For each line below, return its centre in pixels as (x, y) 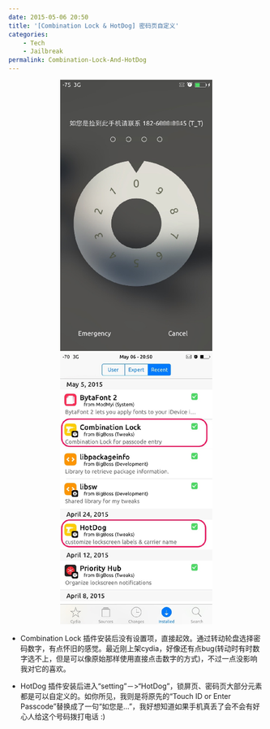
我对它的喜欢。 (45, 668)
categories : (28, 34)
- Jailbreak (43, 52)
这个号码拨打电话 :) (73, 716)
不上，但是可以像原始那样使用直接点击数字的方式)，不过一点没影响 (146, 658)
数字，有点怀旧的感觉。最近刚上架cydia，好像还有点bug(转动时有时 (140, 648)
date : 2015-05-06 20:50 (49, 17)
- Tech (34, 43)
